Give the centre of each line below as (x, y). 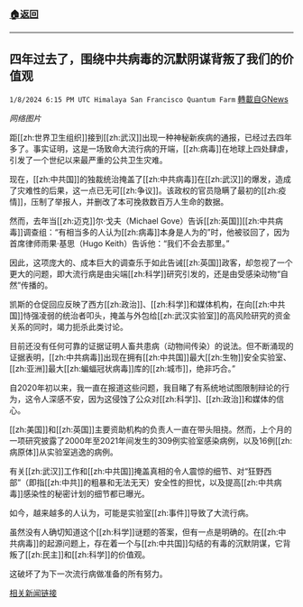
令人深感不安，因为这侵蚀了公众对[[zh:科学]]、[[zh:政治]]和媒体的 (155, 400)
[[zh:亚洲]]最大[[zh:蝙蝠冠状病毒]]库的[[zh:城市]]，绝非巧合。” (123, 369)
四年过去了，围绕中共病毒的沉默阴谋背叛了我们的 (146, 59)
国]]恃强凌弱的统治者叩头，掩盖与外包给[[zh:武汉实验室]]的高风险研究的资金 (150, 316)
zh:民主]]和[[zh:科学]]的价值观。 (91, 555)
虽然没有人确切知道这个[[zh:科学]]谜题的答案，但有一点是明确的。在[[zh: (144, 532)
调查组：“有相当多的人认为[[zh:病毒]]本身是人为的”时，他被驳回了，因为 (156, 233)
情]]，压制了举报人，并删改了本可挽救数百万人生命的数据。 (119, 202)
